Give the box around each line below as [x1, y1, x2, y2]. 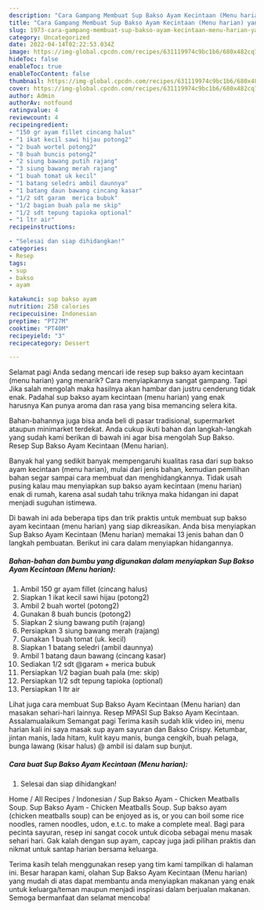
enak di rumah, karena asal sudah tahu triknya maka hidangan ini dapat [9, 490, 239, 499]
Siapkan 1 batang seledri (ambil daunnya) [20, 643, 154, 652]
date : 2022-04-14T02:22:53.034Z [9, 41, 114, 49]
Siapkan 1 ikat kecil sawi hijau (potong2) [20, 593, 150, 602]
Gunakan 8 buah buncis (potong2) [20, 609, 132, 619]
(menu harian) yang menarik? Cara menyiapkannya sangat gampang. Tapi [9, 376, 248, 386]
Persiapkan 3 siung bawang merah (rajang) [20, 626, 160, 636]
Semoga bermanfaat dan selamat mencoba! [9, 893, 150, 903]
